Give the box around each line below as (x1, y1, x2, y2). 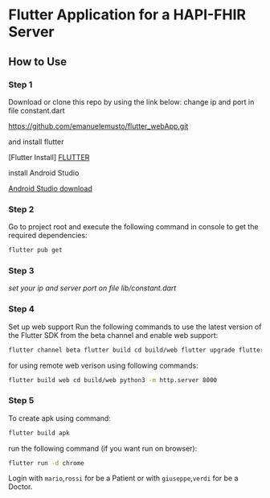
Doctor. (8, 482, 33, 492)
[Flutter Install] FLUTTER (8, 152, 90, 162)
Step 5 (8, 395, 35, 406)
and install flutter (8, 137, 64, 146)
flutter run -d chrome (8, 459, 84, 467)
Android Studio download (8, 183, 92, 193)
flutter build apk (8, 429, 70, 437)
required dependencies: (8, 231, 88, 241)
